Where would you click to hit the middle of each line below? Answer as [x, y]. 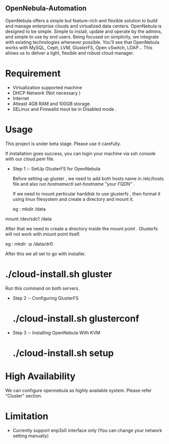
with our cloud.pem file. [30, 159]
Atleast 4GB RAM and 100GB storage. [52, 104]
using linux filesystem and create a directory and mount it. [73, 199]
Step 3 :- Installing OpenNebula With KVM [56, 332]
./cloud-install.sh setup [63, 353]
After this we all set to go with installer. [46, 254]
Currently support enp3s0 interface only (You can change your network [87, 430]
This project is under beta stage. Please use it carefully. [63, 144]
